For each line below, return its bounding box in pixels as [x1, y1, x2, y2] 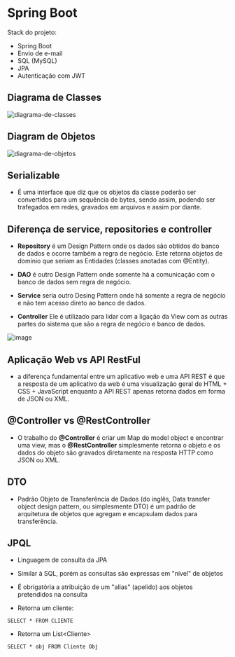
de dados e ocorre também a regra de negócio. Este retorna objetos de [17, 249, 223, 258]
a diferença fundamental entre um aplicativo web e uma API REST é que [17, 373, 225, 380]
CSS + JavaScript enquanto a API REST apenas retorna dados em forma [17, 387, 226, 395]
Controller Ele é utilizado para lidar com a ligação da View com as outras [17, 312, 228, 321]
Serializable [7, 170, 60, 181]
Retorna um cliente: [17, 604, 74, 612]
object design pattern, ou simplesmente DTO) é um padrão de [17, 502, 197, 511]
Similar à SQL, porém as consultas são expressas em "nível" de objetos [17, 569, 224, 578]
